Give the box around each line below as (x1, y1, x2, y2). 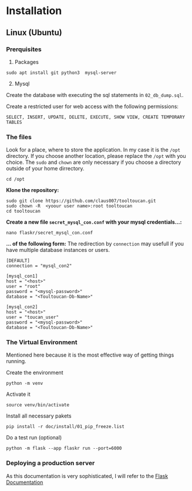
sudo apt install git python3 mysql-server (6, 69, 117, 76)
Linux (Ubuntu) (6, 28, 63, 38)
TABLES (6, 119, 22, 125)
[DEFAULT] (6, 258, 31, 264)
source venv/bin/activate (6, 402, 69, 408)
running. (6, 358, 26, 365)
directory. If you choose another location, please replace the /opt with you (6, 153, 186, 160)
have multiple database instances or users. (6, 247, 110, 254)
